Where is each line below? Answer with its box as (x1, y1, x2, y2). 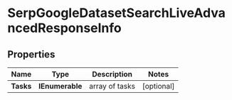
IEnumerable (38, 82, 83, 91)
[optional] (142, 82, 175, 91)
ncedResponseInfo (7, 20, 122, 36)
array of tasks (88, 82, 135, 91)
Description (92, 70, 133, 79)
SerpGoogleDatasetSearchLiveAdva (7, 5, 226, 21)
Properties (7, 48, 56, 60)
